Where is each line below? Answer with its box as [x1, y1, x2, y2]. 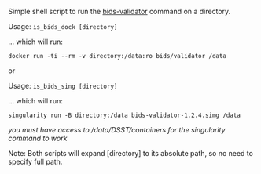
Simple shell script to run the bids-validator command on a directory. [8, 7, 231, 16]
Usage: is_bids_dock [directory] [8, 22, 118, 31]
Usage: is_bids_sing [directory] [8, 82, 118, 90]
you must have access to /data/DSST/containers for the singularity [8, 125, 226, 134]
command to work [8, 133, 68, 143]
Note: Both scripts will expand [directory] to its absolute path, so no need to [8, 149, 254, 158]
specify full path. [8, 157, 63, 166]
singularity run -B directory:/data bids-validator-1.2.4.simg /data [8, 111, 241, 119]
